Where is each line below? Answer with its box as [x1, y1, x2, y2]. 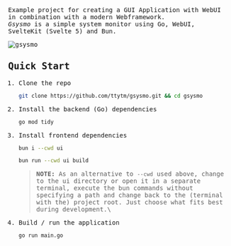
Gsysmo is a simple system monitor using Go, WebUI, [8, 21, 196, 28]
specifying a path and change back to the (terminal [35, 191, 224, 199]
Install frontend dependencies [18, 131, 128, 139]
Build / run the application [18, 219, 120, 227]
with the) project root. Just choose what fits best [35, 199, 224, 206]
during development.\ [35, 206, 112, 213]
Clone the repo [18, 79, 72, 87]
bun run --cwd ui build [18, 157, 89, 164]
